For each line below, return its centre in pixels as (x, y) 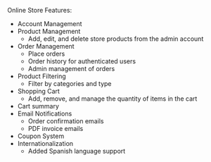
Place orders (46, 54)
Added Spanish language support (77, 151)
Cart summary (38, 106)
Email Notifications (45, 113)
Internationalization (45, 143)
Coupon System (41, 136)
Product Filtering (42, 76)
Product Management (49, 31)
